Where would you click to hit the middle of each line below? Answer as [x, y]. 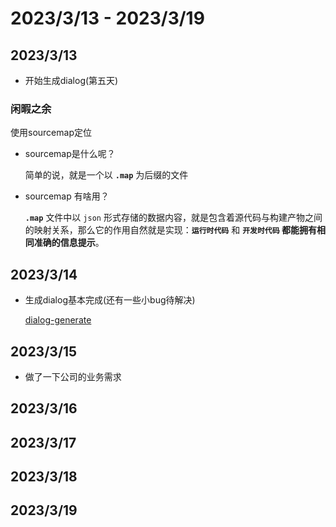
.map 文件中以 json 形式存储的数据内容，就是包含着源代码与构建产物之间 [173, 218]
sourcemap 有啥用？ [67, 196]
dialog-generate [58, 320]
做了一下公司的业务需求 [73, 376]
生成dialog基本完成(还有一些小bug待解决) [110, 300]
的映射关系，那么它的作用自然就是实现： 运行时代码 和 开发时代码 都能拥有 [170, 230]
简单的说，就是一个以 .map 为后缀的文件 [106, 175]
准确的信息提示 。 [69, 243]
